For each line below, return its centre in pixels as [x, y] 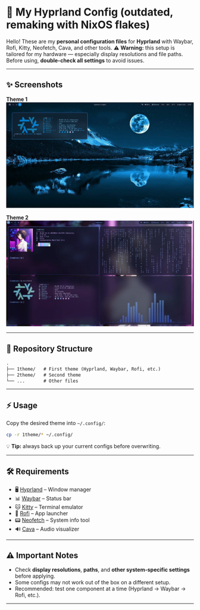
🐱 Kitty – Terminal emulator [49, 507]
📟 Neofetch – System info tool [52, 520]
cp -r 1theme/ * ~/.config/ [40, 435]
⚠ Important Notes [42, 555]
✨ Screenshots [35, 85]
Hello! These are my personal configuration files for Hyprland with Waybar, [100, 41]
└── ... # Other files [42, 381]
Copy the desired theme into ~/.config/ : [56, 423]
